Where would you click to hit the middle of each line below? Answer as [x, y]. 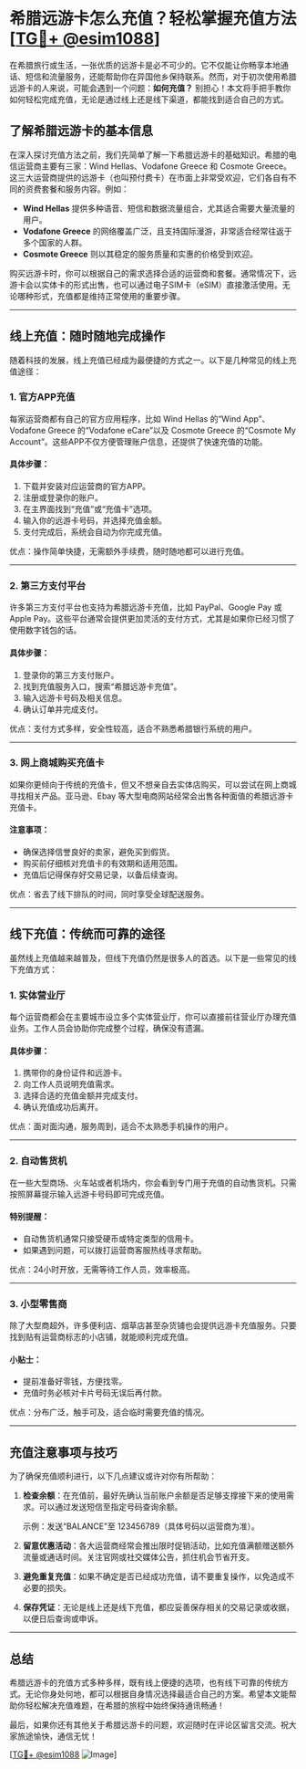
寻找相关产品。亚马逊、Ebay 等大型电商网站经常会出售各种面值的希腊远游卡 [152, 796]
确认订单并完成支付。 [62, 709]
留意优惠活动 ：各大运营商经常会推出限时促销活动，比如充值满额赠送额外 [158, 1546]
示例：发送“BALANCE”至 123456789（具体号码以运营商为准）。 [141, 1526]
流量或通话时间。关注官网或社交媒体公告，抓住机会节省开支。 [138, 1557]
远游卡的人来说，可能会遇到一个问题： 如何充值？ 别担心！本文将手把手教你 [150, 88]
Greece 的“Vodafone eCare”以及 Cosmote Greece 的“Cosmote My [172, 430]
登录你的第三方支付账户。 [71, 675]
